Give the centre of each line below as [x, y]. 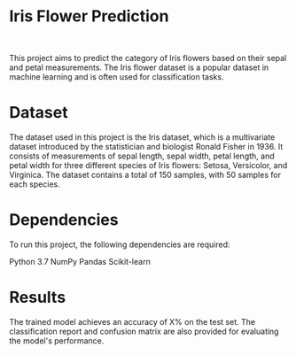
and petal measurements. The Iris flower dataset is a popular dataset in [139, 67]
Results [38, 297]
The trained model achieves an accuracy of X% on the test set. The [132, 321]
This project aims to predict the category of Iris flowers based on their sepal [148, 58]
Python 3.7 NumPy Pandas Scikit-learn [80, 261]
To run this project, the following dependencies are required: [120, 244]
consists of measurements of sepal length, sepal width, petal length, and [142, 156]
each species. [35, 184]
